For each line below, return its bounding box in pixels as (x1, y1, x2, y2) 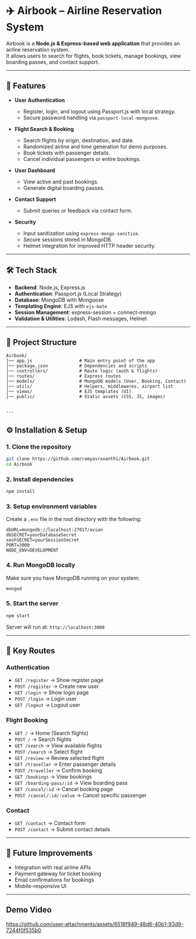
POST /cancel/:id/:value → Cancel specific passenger (14, 791, 147, 799)
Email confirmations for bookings (14, 876, 94, 883)
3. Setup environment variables (6, 502, 97, 510)
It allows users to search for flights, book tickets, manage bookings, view (6, 52, 181, 59)
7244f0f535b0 (6, 927, 42, 934)
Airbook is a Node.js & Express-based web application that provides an (6, 40, 180, 47)
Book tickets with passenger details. (23, 149, 111, 156)
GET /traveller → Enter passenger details (14, 760, 116, 767)
